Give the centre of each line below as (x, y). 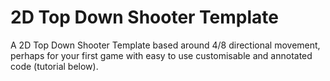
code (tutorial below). (54, 66)
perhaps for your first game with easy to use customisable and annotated (161, 55)
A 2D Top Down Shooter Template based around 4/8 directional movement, (165, 45)
